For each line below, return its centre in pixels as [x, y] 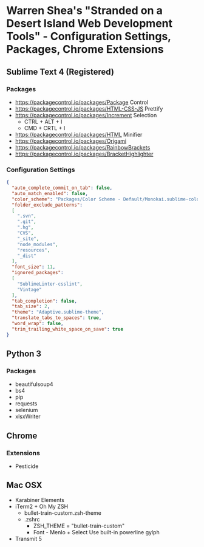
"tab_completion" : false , [45, 301]
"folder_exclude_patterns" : [47, 205]
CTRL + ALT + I [43, 122]
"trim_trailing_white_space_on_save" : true [67, 329]
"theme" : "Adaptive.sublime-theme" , [58, 312]
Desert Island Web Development [90, 23]
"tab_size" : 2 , [31, 307]
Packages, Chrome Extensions [85, 50]
